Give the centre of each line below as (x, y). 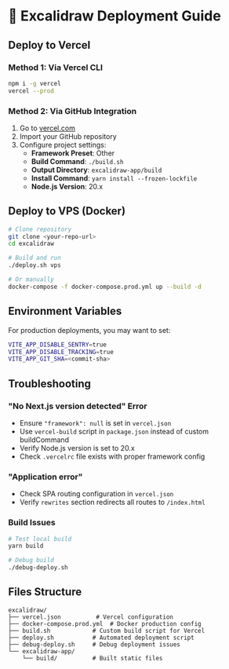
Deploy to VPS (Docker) (67, 211)
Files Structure (45, 592)
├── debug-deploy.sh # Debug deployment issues (94, 644)
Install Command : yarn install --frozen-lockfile (114, 178)
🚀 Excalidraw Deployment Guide (114, 16)
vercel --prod (31, 91)
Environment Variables (65, 311)
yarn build (26, 546)
